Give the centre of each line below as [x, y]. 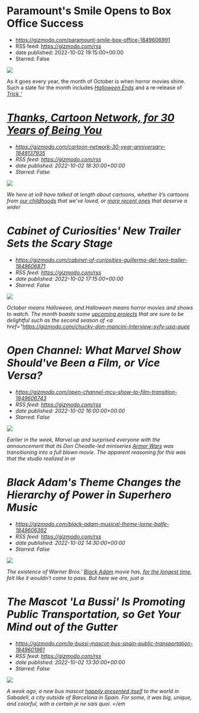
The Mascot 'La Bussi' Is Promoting [96, 601]
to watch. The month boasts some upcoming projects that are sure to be [95, 314]
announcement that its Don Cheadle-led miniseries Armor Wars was [90, 446]
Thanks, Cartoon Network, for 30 [91, 118]
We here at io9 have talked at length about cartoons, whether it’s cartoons [98, 194]
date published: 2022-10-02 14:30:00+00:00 [70, 543]
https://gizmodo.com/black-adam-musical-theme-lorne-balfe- [92, 524]
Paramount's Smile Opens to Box [89, 11]
